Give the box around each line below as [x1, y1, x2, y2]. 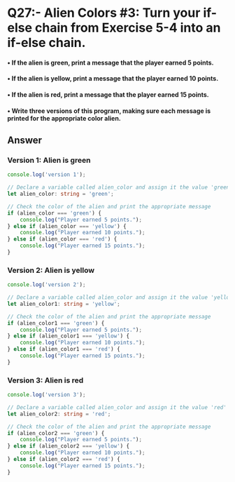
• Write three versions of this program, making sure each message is [7, 107, 211, 115]
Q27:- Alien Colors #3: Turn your [7, 5, 201, 21]
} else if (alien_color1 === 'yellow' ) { [7, 333, 130, 340]
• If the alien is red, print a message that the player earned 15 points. [7, 90, 209, 99]
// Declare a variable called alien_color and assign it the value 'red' [7, 403, 227, 411]
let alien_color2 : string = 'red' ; [7, 410, 111, 417]
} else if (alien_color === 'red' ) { [7, 236, 117, 243]
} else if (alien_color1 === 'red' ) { [7, 346, 120, 353]
